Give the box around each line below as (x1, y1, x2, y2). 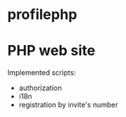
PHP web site (7, 42, 96, 60)
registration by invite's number (18, 100, 119, 110)
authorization (18, 83, 62, 92)
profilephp (7, 6, 78, 24)
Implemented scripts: (7, 68, 76, 77)
